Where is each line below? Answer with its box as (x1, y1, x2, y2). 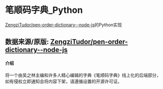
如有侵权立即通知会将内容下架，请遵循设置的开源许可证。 (5, 78, 122, 84)
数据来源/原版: (5, 38, 49, 46)
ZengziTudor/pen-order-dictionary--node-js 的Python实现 (5, 22, 122, 28)
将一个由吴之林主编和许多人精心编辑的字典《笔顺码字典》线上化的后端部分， (5, 72, 161, 78)
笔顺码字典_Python (5, 4, 83, 16)
